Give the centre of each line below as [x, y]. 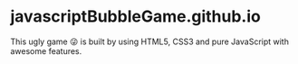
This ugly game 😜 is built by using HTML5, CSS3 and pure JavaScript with [149, 41]
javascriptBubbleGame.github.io [135, 17]
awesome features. [46, 50]
